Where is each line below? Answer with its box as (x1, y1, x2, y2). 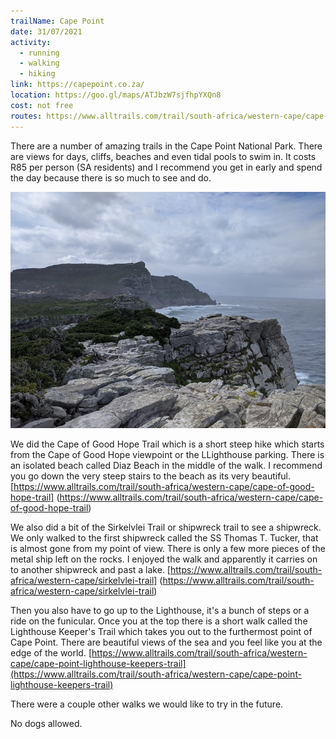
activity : (10, 37, 52, 47)
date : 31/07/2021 (10, 26, 83, 37)
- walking (19, 58, 60, 69)
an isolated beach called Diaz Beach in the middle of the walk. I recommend (10, 459, 323, 471)
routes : (10, 111, 43, 121)
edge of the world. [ (10, 646, 93, 659)
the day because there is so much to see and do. (10, 171, 212, 184)
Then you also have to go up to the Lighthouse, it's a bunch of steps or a (10, 604, 310, 616)
